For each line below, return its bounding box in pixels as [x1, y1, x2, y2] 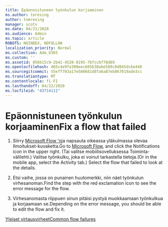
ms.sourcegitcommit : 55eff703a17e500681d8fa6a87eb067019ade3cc [5, 69, 143, 74]
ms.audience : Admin [5, 31, 47, 36]
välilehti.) [12, 154, 32, 160]
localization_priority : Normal [5, 45, 72, 51]
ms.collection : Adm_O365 [5, 50, 58, 55]
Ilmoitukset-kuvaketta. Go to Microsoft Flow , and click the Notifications [12, 143, 160, 149]
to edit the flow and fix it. [12, 206, 65, 212]
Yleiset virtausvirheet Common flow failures [5, 216, 96, 222]
